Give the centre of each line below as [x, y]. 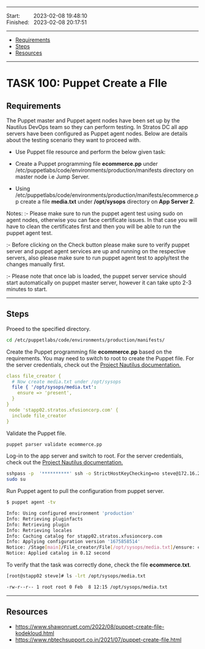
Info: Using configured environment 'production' [71, 514]
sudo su [16, 480]
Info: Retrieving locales [39, 530]
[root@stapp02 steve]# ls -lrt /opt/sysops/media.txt [76, 576]
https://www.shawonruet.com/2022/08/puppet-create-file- [90, 626]
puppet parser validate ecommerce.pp [54, 444]
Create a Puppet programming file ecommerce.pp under [86, 164]
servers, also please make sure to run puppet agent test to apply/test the [98, 258]
